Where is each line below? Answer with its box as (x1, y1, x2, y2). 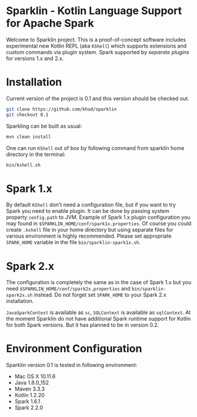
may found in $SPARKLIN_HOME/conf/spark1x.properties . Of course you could (6, 220, 192, 227)
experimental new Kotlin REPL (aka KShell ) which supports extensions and (6, 42, 187, 49)
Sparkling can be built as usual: (6, 122, 82, 129)
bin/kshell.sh (6, 162, 41, 168)
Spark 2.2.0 (14, 404, 44, 411)
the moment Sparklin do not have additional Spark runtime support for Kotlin (6, 315, 191, 322)
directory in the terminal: (6, 151, 66, 158)
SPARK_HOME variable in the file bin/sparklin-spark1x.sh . (6, 239, 141, 246)
